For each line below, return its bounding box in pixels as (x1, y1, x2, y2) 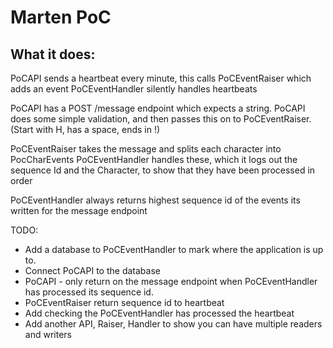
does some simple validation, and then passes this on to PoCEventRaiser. (10, 113, 312, 125)
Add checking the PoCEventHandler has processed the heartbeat (24, 307, 295, 319)
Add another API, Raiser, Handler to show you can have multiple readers (24, 318, 323, 330)
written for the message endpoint (10, 205, 148, 216)
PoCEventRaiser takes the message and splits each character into (10, 143, 282, 155)
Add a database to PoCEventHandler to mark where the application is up (24, 244, 324, 255)
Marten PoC (10, 6, 112, 29)
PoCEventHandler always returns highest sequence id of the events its (10, 194, 301, 206)
